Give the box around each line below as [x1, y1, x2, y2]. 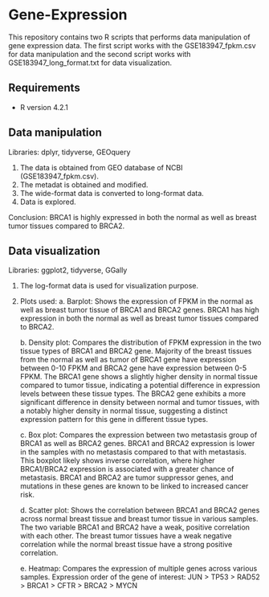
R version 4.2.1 [19, 102, 68, 112]
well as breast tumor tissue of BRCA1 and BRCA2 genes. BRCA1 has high [19, 305, 259, 315]
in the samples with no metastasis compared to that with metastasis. [19, 448, 247, 457]
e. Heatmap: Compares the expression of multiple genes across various [19, 564, 258, 574]
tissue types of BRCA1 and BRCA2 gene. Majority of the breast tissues [19, 346, 252, 356]
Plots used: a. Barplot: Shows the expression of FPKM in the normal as [19, 296, 254, 306]
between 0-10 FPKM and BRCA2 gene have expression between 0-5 [19, 363, 247, 373]
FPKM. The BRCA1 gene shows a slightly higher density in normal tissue [19, 372, 259, 382]
